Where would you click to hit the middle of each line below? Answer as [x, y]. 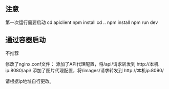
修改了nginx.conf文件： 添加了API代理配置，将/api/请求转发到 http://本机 [82, 64]
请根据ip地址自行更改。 [30, 81]
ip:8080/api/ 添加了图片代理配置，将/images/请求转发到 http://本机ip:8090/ [84, 70]
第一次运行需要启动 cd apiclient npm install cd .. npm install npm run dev [82, 22]
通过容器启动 [26, 40]
